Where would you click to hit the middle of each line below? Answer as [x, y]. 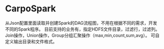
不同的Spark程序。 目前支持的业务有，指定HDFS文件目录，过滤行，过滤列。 [82, 29]
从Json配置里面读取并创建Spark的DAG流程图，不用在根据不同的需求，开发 [81, 23]
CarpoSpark [30, 9]
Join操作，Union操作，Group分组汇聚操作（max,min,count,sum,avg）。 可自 [82, 35]
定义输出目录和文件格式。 [31, 41]
